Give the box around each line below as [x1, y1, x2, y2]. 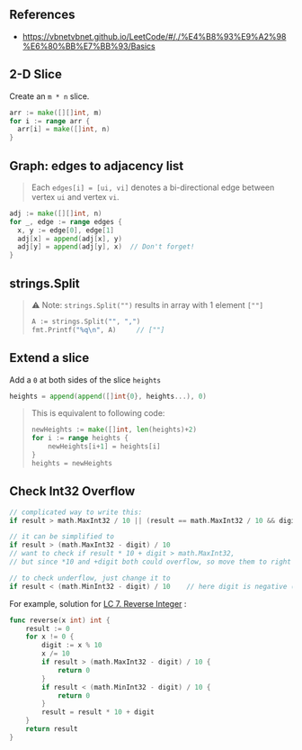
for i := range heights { [31, 434, 129, 443]
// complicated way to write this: [9, 508, 143, 517]
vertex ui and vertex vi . [31, 191, 120, 202]
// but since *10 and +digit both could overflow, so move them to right [9, 557, 292, 566]
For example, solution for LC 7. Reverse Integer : [9, 598, 187, 609]
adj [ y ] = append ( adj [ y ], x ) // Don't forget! [17, 242, 195, 251]
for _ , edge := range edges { [9, 217, 123, 226]
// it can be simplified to [9, 532, 115, 541]
